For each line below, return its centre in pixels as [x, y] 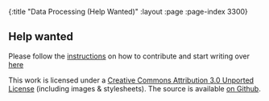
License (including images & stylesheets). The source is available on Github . [135, 88]
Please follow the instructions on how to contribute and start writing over [129, 56]
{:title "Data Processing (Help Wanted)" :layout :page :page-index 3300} [128, 12]
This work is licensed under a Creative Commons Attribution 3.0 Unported [131, 80]
